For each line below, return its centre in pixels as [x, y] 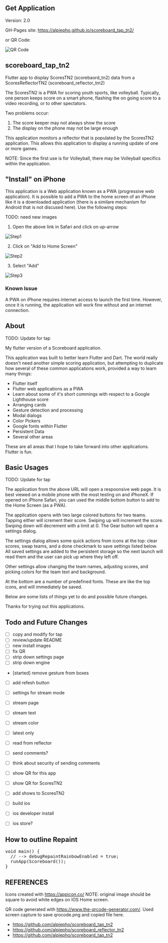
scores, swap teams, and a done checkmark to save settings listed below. [81, 546]
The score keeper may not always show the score [64, 123]
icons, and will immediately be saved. [44, 587]
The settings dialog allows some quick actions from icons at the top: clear [81, 541]
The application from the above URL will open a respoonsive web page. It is [83, 489]
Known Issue [21, 288]
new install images [32, 646]
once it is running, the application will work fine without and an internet [78, 305]
